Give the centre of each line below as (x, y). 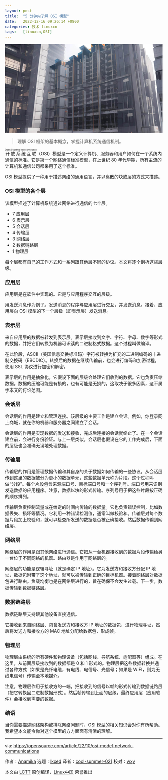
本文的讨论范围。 (27, 390)
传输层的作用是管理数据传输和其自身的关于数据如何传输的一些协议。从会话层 (84, 472)
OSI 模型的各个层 (25, 191)
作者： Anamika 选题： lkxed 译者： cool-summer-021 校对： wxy (70, 761)
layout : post (19, 11)
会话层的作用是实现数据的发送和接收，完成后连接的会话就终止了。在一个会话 (84, 433)
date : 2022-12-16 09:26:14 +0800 (42, 21)
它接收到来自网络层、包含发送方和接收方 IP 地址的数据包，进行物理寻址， (81, 625)
